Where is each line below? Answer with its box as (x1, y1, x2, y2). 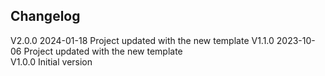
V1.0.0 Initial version (10, 55, 93, 68)
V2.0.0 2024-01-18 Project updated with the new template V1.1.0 (10, 34, 275, 46)
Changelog (10, 8, 81, 25)
